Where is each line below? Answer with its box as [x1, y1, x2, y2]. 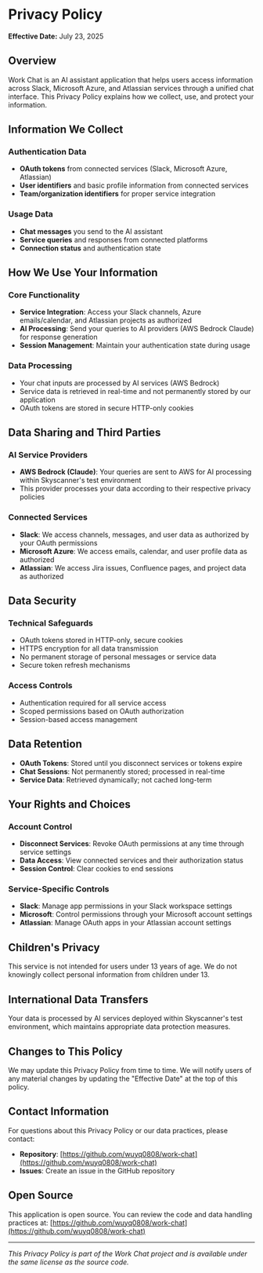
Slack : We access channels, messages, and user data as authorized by [19, 530, 250, 539]
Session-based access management [19, 714, 138, 724]
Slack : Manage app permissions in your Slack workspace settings [19, 901, 232, 911]
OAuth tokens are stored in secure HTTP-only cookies [19, 403, 194, 413]
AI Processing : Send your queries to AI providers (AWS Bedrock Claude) [19, 324, 254, 334]
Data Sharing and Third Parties [8, 426, 161, 440]
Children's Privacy [8, 940, 100, 954]
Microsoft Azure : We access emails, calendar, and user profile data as [19, 546, 248, 556]
